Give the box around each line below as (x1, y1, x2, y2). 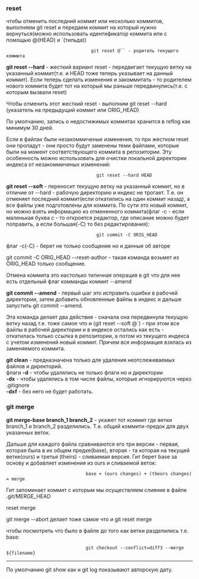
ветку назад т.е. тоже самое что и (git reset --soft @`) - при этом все (6, 320, 179, 327)
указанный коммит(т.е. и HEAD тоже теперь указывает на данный (6, 70, 173, 77)
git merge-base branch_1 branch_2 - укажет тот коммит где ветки (6, 416, 172, 423)
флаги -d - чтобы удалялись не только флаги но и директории (6, 369, 163, 376)
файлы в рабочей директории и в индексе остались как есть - (6, 326, 165, 333)
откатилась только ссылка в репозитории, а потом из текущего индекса (6, 332, 190, 340)
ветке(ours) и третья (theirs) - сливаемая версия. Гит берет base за (6, 453, 178, 460)
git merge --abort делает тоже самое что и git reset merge (6, 516, 152, 523)
